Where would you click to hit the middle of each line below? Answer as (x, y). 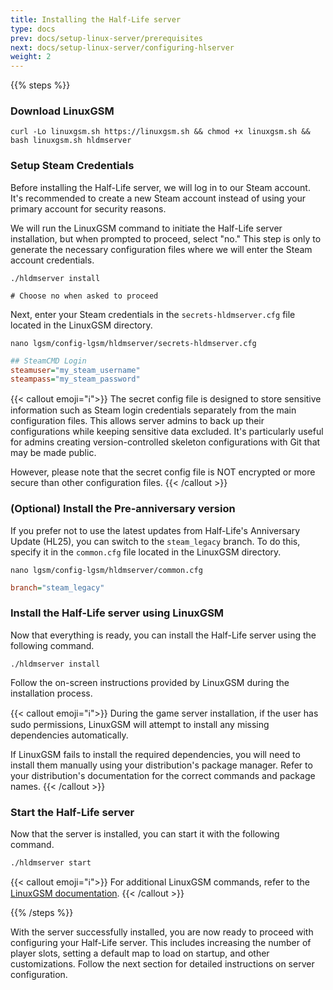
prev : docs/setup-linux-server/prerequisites (106, 38)
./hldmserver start (51, 863)
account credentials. (52, 260)
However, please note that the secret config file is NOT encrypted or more (163, 472)
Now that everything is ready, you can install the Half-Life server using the (163, 635)
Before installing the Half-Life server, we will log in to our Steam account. (160, 187)
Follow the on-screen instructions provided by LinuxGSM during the (150, 682)
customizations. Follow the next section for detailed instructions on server (162, 964)
